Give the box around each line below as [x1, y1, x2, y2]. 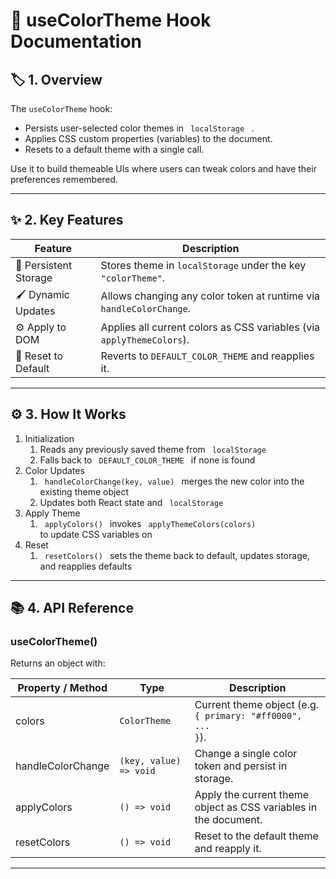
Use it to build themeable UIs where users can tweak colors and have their [10, 163, 317, 174]
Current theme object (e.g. [194, 698, 320, 712]
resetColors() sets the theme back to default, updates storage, [44, 549, 310, 561]
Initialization [24, 432, 75, 444]
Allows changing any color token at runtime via [100, 289, 321, 303]
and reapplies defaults [39, 560, 133, 572]
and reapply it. [194, 842, 262, 856]
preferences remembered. [10, 174, 119, 185]
